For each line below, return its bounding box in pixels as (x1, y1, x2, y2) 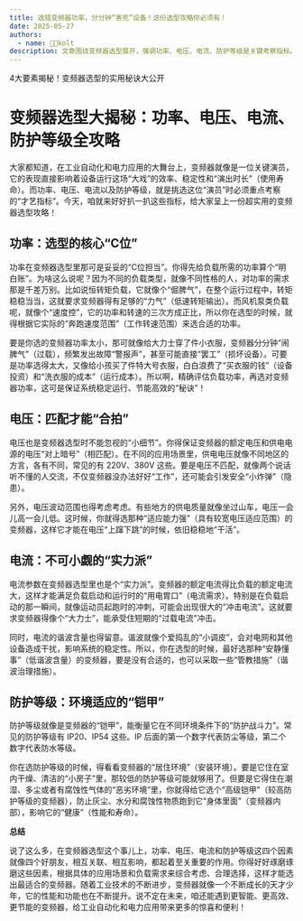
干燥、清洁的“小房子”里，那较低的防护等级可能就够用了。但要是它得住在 (16, 773, 286, 784)
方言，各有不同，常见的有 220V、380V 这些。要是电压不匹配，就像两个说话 (9, 460, 291, 470)
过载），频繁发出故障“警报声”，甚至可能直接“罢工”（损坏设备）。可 (36, 349, 280, 359)
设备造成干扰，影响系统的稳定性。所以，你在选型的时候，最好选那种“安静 (9, 643, 282, 654)
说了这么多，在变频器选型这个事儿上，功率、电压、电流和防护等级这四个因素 (9, 845, 294, 856)
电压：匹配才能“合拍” (9, 412, 129, 427)
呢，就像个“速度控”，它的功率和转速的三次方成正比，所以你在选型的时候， (9, 306, 286, 317)
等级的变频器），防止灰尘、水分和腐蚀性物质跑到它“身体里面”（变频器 (16, 795, 273, 806)
